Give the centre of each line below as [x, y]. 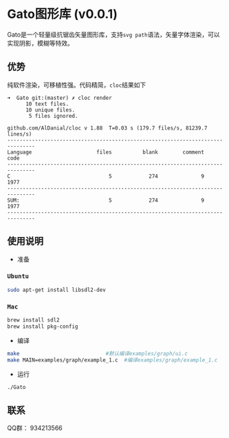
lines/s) [20, 134]
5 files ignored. [53, 116]
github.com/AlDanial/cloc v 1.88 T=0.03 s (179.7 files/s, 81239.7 [107, 128]
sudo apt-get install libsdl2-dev [57, 290]
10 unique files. [50, 110]
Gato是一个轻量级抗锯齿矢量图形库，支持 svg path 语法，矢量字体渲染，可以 [113, 34]
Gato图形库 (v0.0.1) [63, 14]
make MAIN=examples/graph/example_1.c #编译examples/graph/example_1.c [112, 360]
